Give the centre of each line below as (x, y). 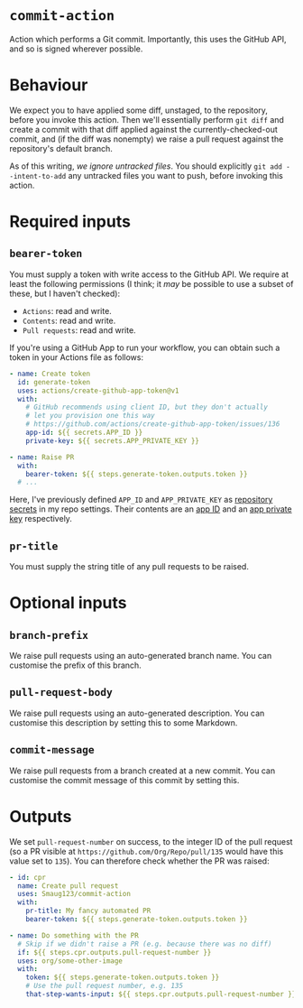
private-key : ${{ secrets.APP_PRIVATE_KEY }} (113, 440)
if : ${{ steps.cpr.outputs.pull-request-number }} (115, 952)
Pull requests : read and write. (79, 330)
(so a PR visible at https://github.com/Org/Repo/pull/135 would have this (147, 851)
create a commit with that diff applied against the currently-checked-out (143, 129)
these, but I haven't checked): (64, 293)
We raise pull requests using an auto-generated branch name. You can (141, 656)
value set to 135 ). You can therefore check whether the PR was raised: (139, 861)
